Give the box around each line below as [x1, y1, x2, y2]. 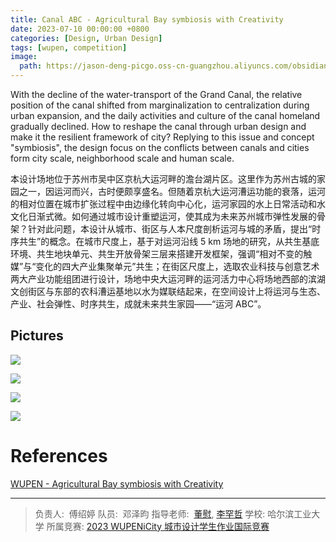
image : [10, 52, 38, 62]
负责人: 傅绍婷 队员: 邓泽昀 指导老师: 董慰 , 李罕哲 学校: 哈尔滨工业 [34, 507, 312, 520]
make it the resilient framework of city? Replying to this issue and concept [10, 131, 315, 143]
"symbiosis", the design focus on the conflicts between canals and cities [10, 142, 310, 153]
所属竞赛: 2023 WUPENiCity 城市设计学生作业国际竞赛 [46, 520, 270, 532]
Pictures [10, 327, 64, 345]
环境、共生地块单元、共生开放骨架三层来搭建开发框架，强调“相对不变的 [10, 248, 304, 260]
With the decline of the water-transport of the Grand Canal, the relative [10, 89, 303, 100]
